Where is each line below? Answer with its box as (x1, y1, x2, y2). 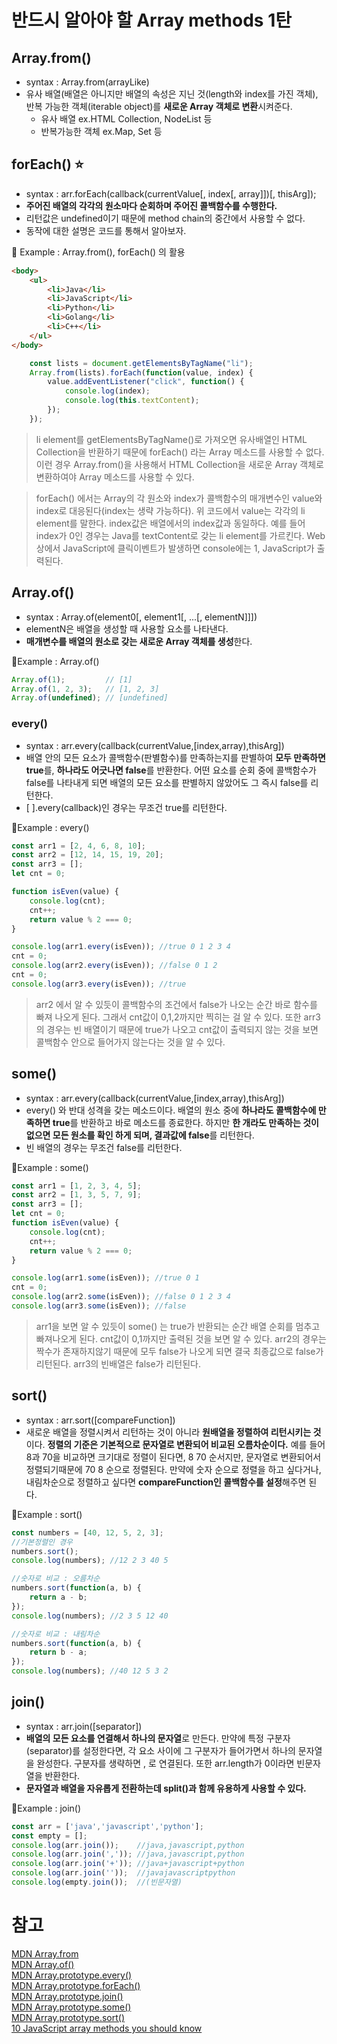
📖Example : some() (11, 1161, 89, 1173)
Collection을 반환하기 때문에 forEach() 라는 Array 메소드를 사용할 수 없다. (35, 446, 325, 458)
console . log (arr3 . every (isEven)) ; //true (11, 979, 187, 989)
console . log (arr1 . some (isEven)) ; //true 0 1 (11, 1273, 200, 1283)
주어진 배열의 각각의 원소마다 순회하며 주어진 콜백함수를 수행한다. (25, 199, 278, 211)
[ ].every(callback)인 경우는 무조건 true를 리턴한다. (25, 801, 228, 813)
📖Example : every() (11, 821, 90, 833)
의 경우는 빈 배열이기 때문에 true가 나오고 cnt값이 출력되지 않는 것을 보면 (35, 1023, 319, 1035)
